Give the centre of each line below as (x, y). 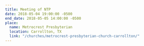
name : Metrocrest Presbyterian (41, 27)
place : (12, 23)
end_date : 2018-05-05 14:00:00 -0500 (43, 18)
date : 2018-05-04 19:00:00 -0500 (39, 14)
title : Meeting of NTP (28, 9)
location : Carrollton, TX (36, 32)
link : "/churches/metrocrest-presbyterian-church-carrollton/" (74, 36)
